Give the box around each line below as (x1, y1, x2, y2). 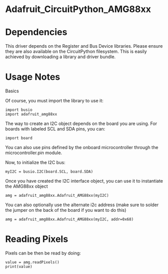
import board (5, 135, 33, 141)
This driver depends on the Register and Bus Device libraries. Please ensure (5, 43, 163, 49)
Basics (5, 88, 19, 94)
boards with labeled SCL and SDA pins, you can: (5, 126, 106, 132)
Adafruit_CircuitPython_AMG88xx (5, 4, 151, 15)
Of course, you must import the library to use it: (5, 98, 104, 104)
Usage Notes (5, 71, 60, 83)
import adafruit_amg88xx (5, 112, 57, 117)
